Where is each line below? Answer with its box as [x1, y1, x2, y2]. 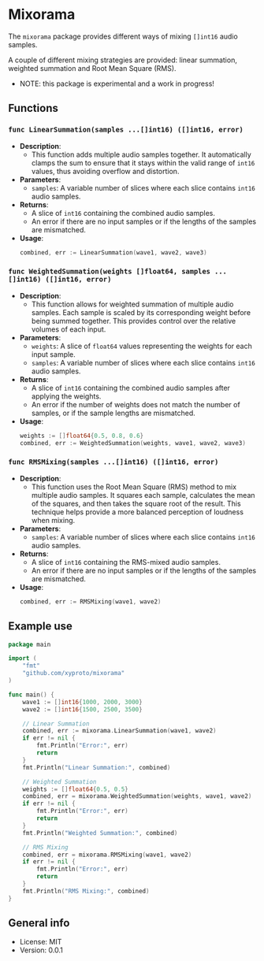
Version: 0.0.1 [19, 945, 63, 955]
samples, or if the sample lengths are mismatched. [31, 408, 195, 417]
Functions [8, 102, 59, 115]
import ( [8, 655, 37, 662]
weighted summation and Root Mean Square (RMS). [8, 63, 177, 72]
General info [8, 916, 70, 930]
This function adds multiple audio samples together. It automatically [31, 150, 252, 159]
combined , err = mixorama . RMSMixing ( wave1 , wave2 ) [22, 851, 192, 859]
